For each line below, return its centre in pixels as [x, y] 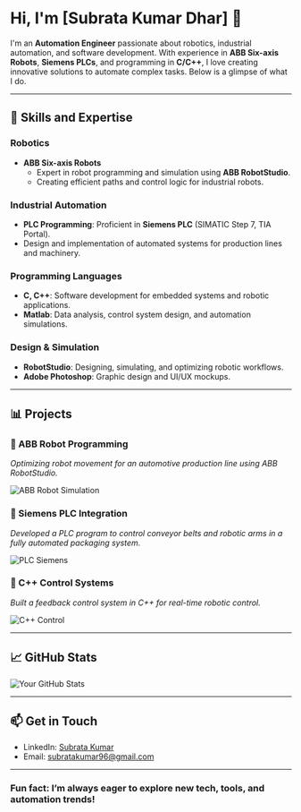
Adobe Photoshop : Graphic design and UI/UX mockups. [127, 376]
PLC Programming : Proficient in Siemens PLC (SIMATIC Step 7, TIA [147, 224]
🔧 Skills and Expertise [71, 118]
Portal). [37, 234]
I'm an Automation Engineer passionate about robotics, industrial [131, 43]
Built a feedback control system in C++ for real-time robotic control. [136, 603]
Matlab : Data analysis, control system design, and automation [137, 315]
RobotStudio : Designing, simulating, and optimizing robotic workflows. [153, 367]
